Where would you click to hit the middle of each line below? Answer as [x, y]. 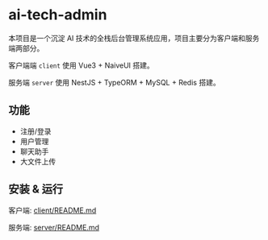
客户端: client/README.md [52, 210]
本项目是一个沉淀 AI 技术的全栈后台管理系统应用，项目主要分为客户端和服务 [134, 38]
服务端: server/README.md [54, 227]
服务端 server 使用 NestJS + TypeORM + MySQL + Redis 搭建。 [114, 82]
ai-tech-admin [58, 15]
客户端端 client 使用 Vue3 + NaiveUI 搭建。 [82, 65]
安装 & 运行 [36, 190]
